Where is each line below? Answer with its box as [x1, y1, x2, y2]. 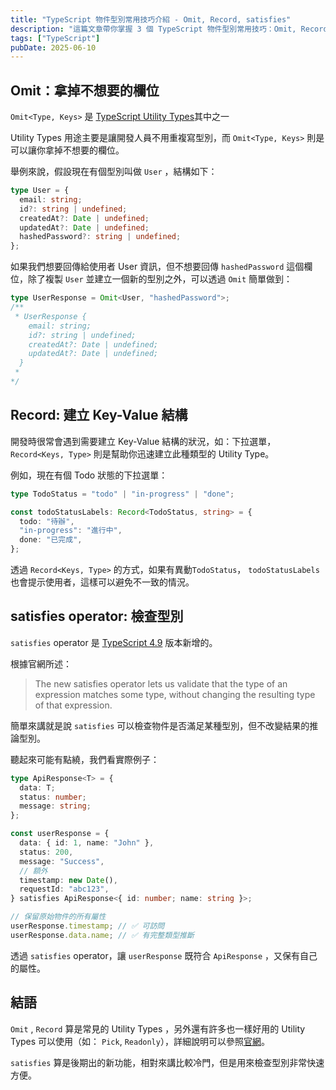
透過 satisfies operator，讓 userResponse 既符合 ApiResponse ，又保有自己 [10, 949, 318, 961]
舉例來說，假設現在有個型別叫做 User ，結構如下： [10, 166, 218, 178]
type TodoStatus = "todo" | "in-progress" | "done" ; [10, 489, 235, 499]
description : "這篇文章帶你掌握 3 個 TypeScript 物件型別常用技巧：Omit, [10, 24, 297, 34]
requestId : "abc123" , [19, 884, 110, 895]
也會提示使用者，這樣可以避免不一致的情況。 [10, 576, 195, 588]
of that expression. [34, 699, 113, 711]
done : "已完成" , [19, 535, 83, 545]
